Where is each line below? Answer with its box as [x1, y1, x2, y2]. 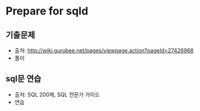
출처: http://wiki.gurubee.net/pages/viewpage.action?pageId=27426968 [14, 47, 194, 54]
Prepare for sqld [5, 4, 89, 18]
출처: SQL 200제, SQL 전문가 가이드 [14, 90, 100, 98]
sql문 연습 [5, 74, 42, 84]
